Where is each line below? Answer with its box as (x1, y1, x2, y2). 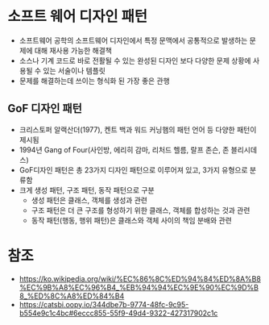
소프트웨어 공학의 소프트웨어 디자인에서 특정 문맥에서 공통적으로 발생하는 (19, 35, 248, 45)
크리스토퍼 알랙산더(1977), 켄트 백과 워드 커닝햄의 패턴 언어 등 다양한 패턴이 (19, 124, 257, 134)
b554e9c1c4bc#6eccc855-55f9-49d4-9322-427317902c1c (19, 308, 218, 318)
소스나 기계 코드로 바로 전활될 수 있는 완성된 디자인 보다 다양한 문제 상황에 (19, 56, 251, 65)
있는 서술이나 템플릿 (43, 65, 106, 75)
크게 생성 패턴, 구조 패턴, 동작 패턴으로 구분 (19, 185, 155, 194)
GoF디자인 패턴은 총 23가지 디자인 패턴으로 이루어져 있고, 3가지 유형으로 (19, 165, 248, 174)
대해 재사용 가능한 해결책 (34, 45, 112, 55)
